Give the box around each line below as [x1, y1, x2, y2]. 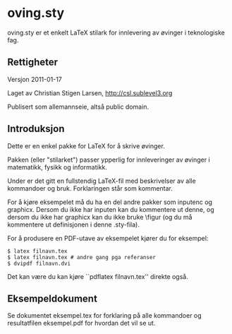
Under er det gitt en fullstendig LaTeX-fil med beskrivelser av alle [7, 177, 196, 185]
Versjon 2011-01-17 [7, 75, 62, 83]
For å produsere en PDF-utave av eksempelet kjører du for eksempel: [7, 234, 209, 242]
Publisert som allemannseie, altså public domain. [7, 102, 149, 111]
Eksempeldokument [7, 292, 97, 304]
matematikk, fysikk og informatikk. [7, 162, 108, 171]
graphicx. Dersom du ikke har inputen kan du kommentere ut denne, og [7, 205, 214, 213]
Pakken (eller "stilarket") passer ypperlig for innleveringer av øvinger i [7, 155, 210, 164]
